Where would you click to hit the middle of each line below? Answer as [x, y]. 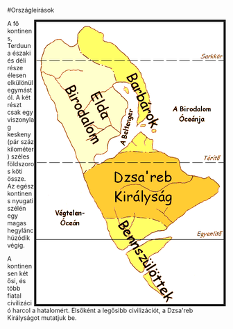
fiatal [15, 296]
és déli [17, 61]
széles [20, 157]
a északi [19, 53]
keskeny [19, 134]
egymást [20, 90]
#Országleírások [31, 10]
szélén [17, 208]
